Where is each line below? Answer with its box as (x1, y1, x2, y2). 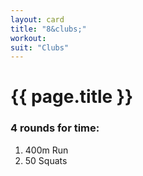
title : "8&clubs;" (10, 24, 87, 34)
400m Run (24, 144, 69, 156)
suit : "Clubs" (10, 42, 70, 53)
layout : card (10, 14, 65, 25)
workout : (10, 33, 47, 43)
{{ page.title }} (10, 86, 134, 108)
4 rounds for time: (10, 121, 100, 135)
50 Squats (24, 154, 68, 166)
